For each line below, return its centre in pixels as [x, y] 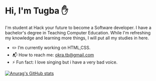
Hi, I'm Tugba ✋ [37, 11]
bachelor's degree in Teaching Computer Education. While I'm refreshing [78, 32]
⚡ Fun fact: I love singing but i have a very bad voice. [65, 62]
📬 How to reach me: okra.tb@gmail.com [53, 55]
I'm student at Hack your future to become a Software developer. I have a [78, 27]
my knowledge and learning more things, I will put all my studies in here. [77, 38]
